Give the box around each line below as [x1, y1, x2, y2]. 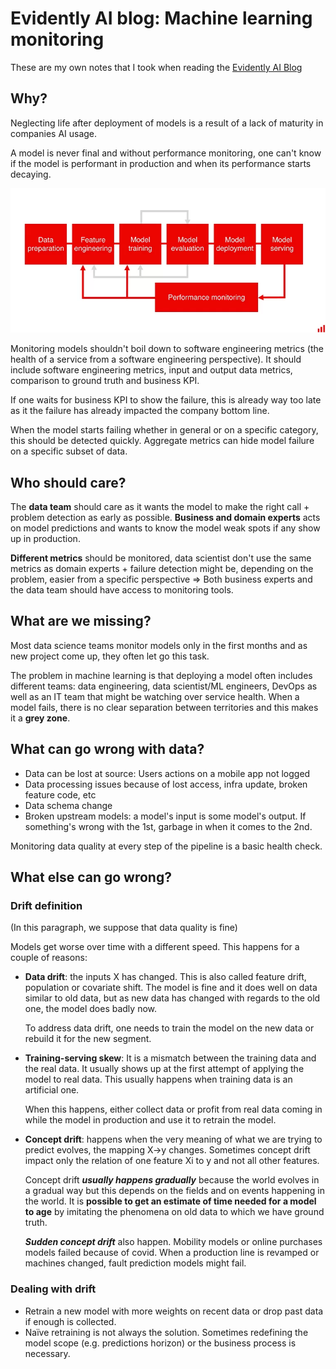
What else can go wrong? [10, 869, 172, 886]
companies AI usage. [10, 127, 98, 139]
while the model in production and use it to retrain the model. [24, 1114, 277, 1126]
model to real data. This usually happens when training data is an [24, 1073, 293, 1086]
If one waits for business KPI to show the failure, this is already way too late [10, 394, 322, 406]
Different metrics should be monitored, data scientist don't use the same [10, 552, 312, 564]
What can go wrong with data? [10, 741, 205, 758]
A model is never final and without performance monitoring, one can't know [10, 147, 322, 159]
